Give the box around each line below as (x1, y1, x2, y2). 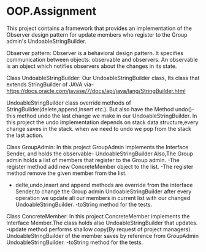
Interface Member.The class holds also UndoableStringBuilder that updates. (6, 219, 198, 226)
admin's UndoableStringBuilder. (6, 37, 87, 45)
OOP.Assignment (6, 4, 97, 18)
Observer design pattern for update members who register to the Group (6, 31, 188, 38)
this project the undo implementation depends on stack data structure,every (6, 118, 199, 126)
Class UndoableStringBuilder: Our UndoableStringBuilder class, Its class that (6, 74, 200, 81)
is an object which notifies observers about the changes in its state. (6, 62, 177, 70)
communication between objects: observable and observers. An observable (6, 56, 198, 63)
